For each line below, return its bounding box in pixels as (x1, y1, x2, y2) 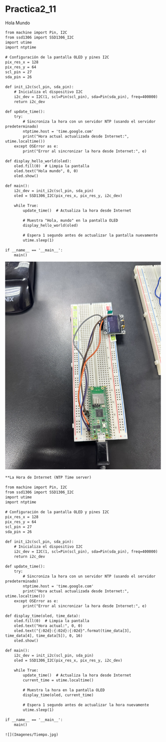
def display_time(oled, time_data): (5, 613, 81, 618)
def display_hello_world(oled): (5, 158, 72, 164)
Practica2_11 (5, 3, 56, 15)
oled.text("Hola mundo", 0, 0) (14, 168, 79, 174)
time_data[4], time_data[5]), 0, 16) (5, 633, 83, 638)
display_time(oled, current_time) (23, 693, 94, 697)
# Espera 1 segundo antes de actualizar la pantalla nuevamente (23, 232, 158, 238)
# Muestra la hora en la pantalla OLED (23, 688, 105, 693)
